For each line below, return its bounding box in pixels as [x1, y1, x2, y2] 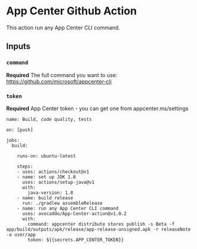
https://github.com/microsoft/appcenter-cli [6, 78, 112, 85]
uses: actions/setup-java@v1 [21, 179, 95, 185]
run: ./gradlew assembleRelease [21, 200, 103, 206]
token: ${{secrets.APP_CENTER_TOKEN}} [27, 236, 124, 243]
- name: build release [17, 195, 73, 201]
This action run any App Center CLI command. [6, 24, 121, 31]
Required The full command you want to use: [6, 71, 118, 78]
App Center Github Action [6, 4, 137, 18]
